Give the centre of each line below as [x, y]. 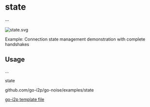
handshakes [17, 44]
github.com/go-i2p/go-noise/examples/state [50, 90]
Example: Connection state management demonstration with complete [75, 39]
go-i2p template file [25, 99]
